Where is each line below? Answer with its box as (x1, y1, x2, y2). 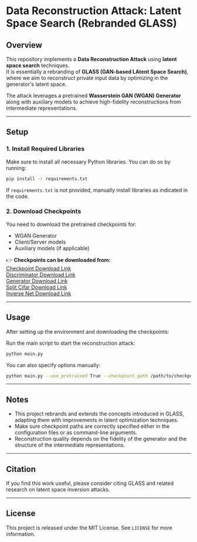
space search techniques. (6, 62, 70, 69)
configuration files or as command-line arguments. (14, 429, 138, 436)
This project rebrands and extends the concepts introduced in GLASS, (14, 410, 185, 417)
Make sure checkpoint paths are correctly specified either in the (14, 423, 170, 430)
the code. (6, 192, 29, 199)
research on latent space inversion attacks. (6, 486, 110, 493)
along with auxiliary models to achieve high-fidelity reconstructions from (6, 98, 182, 105)
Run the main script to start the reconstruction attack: (6, 340, 135, 347)
